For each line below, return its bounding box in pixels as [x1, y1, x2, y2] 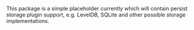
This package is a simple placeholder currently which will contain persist [6, 5, 188, 12]
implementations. [6, 18, 50, 24]
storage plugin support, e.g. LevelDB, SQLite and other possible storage [6, 11, 186, 18]
